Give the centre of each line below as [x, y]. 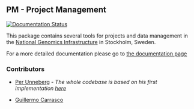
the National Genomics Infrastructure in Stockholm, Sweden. [81, 42]
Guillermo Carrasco [39, 100]
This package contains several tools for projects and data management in [97, 36]
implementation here [41, 88]
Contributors [26, 69]
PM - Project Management [56, 10]
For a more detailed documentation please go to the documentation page [97, 54]
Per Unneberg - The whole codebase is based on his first [86, 82]
